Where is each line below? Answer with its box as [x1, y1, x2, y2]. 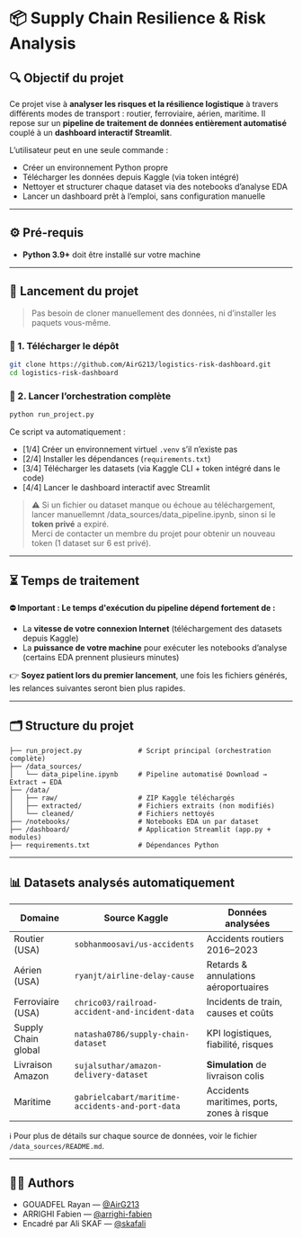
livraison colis [206, 1070, 265, 1082]
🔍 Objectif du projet [9, 70, 124, 85]
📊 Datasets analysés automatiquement [9, 875, 235, 890]
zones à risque [206, 1107, 270, 1119]
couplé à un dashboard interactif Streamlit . [9, 128, 173, 138]
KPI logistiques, [206, 1027, 272, 1040]
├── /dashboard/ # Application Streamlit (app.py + [9, 825, 271, 834]
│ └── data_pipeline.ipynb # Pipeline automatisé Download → [9, 770, 268, 779]
